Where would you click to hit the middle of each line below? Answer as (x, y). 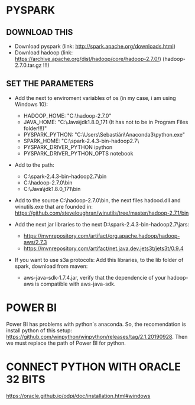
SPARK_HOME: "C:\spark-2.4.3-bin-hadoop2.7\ (81, 141)
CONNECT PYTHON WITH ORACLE (94, 367)
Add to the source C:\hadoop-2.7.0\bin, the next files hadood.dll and (98, 200)
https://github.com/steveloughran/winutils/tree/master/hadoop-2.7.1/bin (102, 213)
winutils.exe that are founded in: (54, 206)
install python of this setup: (39, 330)
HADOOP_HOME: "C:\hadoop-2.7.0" (67, 115)
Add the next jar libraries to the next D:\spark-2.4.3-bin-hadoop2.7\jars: (102, 224)
